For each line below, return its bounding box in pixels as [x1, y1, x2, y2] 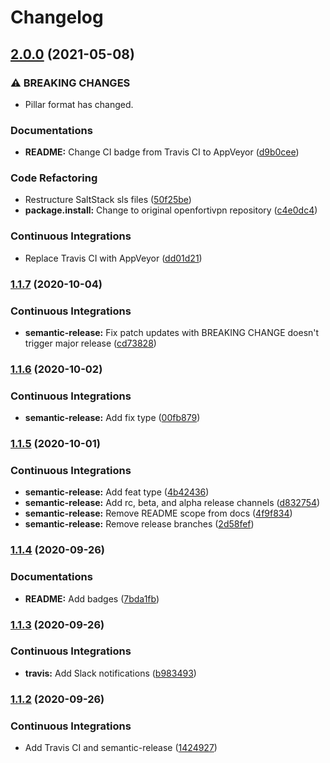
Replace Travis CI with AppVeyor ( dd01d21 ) [24, 252, 203, 264]
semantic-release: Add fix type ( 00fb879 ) [24, 412, 201, 424]
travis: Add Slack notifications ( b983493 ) [24, 667, 197, 679]
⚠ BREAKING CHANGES [10, 76, 131, 90]
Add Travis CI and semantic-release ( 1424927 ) [24, 742, 218, 754]
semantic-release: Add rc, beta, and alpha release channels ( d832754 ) [24, 497, 321, 509]
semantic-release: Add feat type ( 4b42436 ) [24, 486, 210, 498]
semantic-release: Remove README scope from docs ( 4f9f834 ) [24, 507, 293, 520]
